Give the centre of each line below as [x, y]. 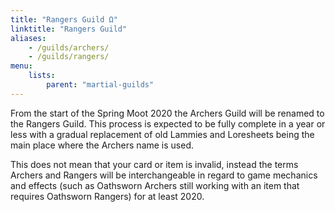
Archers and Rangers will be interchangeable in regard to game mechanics [164, 175]
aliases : [28, 38]
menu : [21, 66]
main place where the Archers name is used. [102, 145]
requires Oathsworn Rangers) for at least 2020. [107, 196]
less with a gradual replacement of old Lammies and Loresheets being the [162, 134]
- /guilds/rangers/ [69, 57]
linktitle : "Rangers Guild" [69, 29]
